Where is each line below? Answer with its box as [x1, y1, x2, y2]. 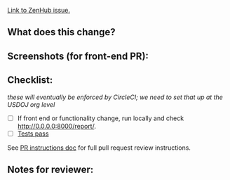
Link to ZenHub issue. [7, 6, 71, 14]
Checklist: [7, 74, 53, 86]
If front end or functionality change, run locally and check [17, 114, 184, 122]
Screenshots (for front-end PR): [7, 50, 149, 62]
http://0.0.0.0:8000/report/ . [17, 122, 97, 130]
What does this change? [7, 26, 116, 38]
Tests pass [17, 129, 49, 138]
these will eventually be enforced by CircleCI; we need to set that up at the [7, 93, 223, 101]
